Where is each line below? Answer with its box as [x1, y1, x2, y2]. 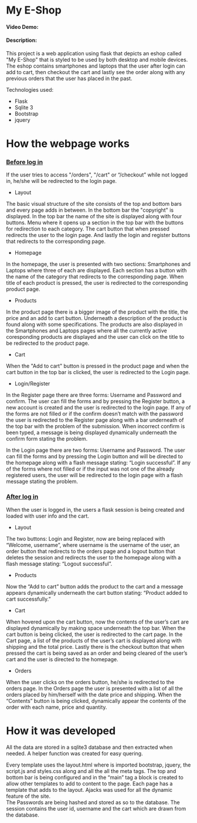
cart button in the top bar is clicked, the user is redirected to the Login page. [6, 369, 191, 376]
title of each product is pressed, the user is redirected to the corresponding [6, 279, 188, 286]
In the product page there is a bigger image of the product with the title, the [6, 308, 189, 315]
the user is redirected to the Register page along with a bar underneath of [6, 417, 184, 424]
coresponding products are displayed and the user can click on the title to [6, 334, 185, 341]
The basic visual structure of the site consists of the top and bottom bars [6, 201, 182, 208]
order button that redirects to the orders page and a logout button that [6, 548, 175, 555]
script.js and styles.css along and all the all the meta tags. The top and [6, 767, 176, 774]
